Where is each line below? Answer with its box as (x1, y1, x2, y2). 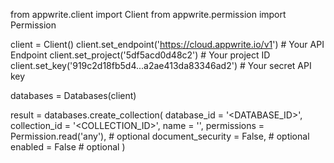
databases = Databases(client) (10, 90, 137, 101)
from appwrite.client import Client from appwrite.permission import (10, 9, 287, 20)
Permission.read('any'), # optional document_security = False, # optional (10, 130, 310, 142)
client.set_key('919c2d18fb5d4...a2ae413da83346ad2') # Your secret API (10, 60, 312, 71)
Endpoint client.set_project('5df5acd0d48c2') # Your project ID (10, 49, 271, 61)
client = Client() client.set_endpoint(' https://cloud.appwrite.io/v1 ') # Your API (10, 39, 325, 50)
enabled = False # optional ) (10, 141, 126, 153)
